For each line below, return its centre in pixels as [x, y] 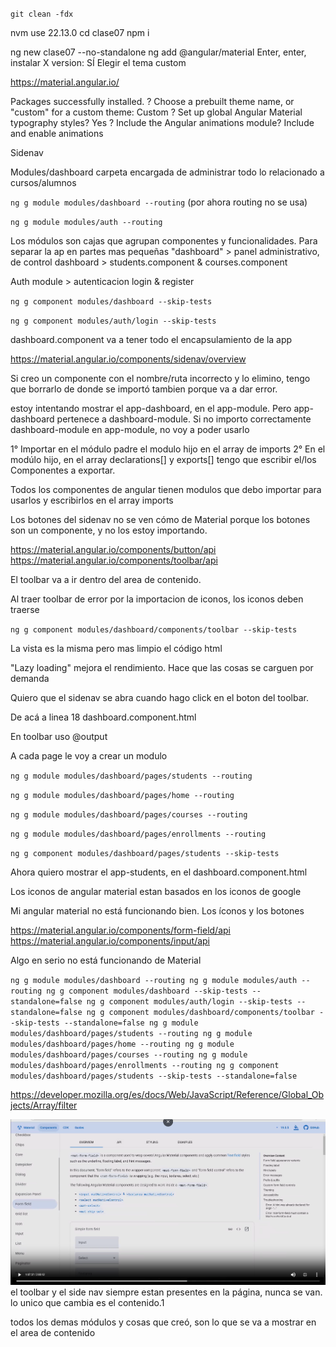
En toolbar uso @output [59, 736]
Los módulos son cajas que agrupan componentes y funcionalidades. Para [164, 241]
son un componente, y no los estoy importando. [109, 530]
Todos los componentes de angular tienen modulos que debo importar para [166, 489]
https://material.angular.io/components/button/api [113, 549]
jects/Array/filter [44, 1105]
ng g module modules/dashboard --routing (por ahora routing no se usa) [159, 202]
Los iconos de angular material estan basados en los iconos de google [156, 891]
